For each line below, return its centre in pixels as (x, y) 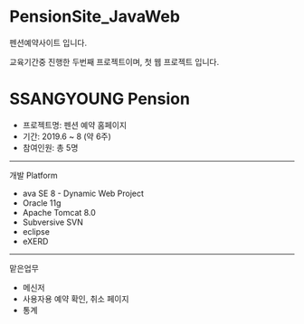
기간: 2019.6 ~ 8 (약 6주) (66, 136)
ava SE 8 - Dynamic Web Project (83, 193)
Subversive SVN (53, 222)
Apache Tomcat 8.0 (59, 212)
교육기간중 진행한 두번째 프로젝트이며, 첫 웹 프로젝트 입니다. (114, 61)
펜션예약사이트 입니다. (48, 42)
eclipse (36, 231)
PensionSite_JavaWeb (95, 17)
